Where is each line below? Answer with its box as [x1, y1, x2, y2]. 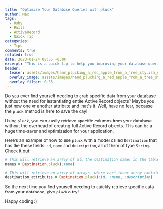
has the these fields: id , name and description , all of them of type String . [5, 142, 150, 148]
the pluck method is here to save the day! [5, 108, 88, 114]
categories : [5, 39, 29, 44]
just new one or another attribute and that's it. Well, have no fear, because [5, 103, 153, 109]
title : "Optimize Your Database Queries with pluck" [5, 7, 114, 12]
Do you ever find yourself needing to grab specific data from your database [5, 93, 156, 99]
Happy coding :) [5, 198, 37, 204]
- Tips [9, 43, 23, 48]
